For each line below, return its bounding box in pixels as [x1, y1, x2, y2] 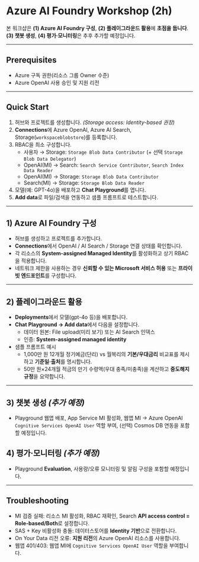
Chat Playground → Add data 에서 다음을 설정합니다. [14, 321, 140, 328]
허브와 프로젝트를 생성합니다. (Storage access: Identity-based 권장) [14, 119, 175, 126]
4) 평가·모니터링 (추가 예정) [6, 448, 100, 458]
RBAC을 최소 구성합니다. [14, 141, 72, 148]
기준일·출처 [34, 358, 61, 366]
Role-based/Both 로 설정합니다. [14, 519, 90, 526]
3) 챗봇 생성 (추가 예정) [6, 398, 85, 408]
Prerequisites [6, 55, 57, 65]
